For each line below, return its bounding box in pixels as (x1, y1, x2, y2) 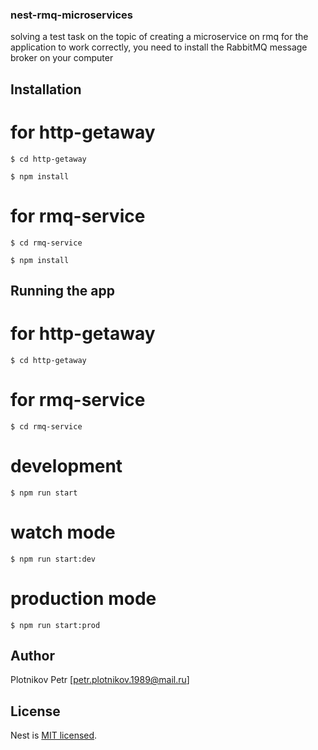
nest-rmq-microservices (10, 8, 134, 22)
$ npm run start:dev (10, 554, 97, 564)
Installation (10, 81, 82, 98)
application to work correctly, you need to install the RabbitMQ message (10, 41, 308, 53)
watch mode (10, 521, 116, 543)
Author (10, 648, 55, 665)
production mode (10, 587, 157, 610)
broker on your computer (10, 52, 114, 64)
